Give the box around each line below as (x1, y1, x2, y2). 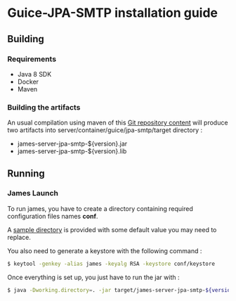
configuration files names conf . (7, 212, 98, 220)
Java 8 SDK (17, 70, 52, 78)
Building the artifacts (7, 102, 81, 112)
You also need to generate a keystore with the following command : (7, 246, 202, 255)
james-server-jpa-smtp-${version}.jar (17, 139, 128, 148)
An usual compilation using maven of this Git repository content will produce (7, 118, 228, 127)
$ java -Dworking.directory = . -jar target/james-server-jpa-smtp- (7, 286, 206, 293)
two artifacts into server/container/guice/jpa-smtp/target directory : (7, 126, 203, 134)
